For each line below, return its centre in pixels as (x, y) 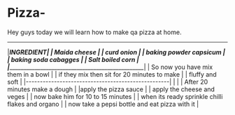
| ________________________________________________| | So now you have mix (110, 67)
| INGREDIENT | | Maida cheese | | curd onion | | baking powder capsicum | (116, 52)
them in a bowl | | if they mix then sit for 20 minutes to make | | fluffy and (112, 74)
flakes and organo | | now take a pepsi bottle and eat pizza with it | (103, 104)
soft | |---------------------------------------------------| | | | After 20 (108, 82)
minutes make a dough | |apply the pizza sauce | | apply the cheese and (111, 89)
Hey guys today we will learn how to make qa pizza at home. (94, 32)
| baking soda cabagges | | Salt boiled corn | (73, 59)
